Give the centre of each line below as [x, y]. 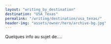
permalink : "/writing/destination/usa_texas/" [54, 18]
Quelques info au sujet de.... [34, 37]
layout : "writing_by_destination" [41, 9]
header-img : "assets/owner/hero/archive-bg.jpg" [56, 23]
